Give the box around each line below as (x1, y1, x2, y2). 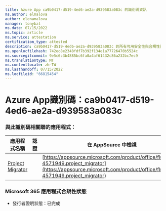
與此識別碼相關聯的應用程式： (5, 124, 77, 130)
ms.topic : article (5, 30, 43, 35)
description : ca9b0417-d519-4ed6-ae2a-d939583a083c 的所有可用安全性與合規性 (5, 44, 160, 49)
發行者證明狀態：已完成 (12, 200, 60, 206)
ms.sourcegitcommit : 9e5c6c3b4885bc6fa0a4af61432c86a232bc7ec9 (5, 53, 138, 58)
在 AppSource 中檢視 (87, 141, 137, 148)
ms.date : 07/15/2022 (5, 26, 48, 31)
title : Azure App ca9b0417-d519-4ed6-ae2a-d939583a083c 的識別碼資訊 (5, 7, 147, 12)
